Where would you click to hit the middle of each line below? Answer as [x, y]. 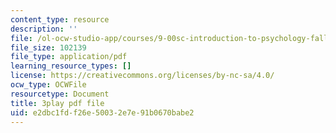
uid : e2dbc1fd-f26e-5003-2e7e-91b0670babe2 [102, 112]
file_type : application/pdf [69, 57]
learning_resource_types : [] [71, 66]
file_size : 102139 [48, 47]
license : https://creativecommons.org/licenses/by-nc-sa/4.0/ [142, 76]
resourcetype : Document [60, 94]
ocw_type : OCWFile [48, 85]
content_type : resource [60, 19]
